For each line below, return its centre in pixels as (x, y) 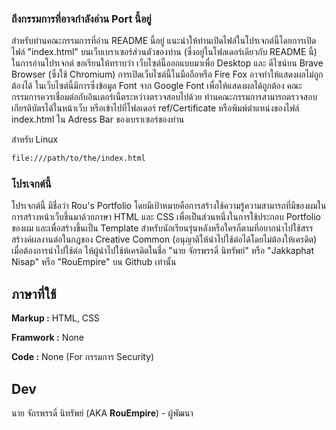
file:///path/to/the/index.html (78, 158)
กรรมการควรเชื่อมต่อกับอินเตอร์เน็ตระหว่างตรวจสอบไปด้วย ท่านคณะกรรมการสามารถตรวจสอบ (164, 97)
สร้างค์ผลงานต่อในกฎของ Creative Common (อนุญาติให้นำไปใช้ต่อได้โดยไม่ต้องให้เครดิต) (164, 239)
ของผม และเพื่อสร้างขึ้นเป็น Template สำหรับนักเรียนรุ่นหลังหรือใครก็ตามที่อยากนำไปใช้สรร (162, 228)
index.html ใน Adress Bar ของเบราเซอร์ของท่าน (98, 119)
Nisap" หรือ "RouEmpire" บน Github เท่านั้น (94, 262)
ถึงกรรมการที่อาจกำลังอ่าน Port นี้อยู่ (81, 19)
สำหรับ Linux (35, 139)
